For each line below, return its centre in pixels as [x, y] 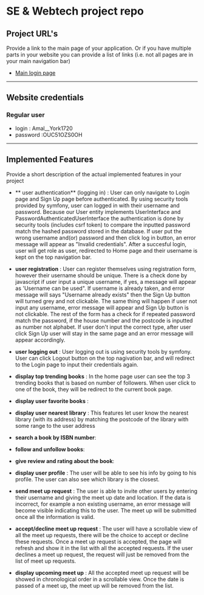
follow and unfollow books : [50, 449]
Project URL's [32, 34]
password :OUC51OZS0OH [49, 134]
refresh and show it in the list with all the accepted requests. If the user [104, 548]
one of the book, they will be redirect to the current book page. [94, 389]
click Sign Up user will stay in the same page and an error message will [104, 333]
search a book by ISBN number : [56, 437]
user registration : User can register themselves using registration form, [105, 269]
